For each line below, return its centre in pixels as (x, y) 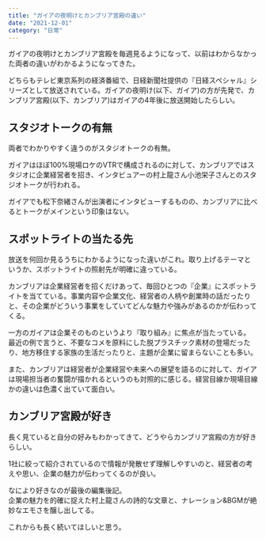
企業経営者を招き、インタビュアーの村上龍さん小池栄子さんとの (139, 175)
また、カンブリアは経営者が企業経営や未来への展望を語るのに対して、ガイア (133, 369)
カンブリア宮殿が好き (60, 416)
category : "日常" (36, 30)
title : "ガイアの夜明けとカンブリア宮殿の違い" (77, 15)
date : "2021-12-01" (40, 23)
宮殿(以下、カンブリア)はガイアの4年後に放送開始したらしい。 (137, 101)
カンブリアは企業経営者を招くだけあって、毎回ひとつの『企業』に (115, 286)
